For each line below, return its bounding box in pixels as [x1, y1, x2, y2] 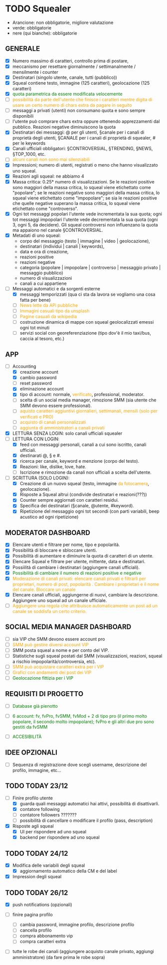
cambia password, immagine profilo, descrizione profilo [19, 922, 135, 928]
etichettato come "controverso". [12, 205, 78, 211]
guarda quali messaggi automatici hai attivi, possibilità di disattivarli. [19, 800, 160, 806]
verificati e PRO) [19, 413, 54, 419]
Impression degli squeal [12, 874, 62, 880]
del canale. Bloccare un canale [12, 586, 76, 592]
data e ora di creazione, [19, 248, 69, 254]
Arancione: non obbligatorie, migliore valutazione [12, 19, 114, 25]
